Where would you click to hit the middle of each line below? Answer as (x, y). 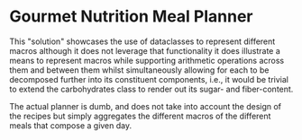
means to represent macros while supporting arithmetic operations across (147, 60)
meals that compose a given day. (71, 125)
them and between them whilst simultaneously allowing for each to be (139, 70)
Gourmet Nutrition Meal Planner (132, 17)
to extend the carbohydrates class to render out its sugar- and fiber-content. (151, 89)
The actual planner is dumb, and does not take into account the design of (146, 106)
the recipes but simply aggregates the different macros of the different (140, 116)
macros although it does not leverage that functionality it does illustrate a (145, 50)
